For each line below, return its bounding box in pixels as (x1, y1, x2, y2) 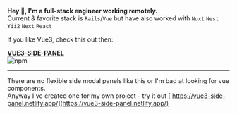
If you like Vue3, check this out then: (7, 35, 114, 44)
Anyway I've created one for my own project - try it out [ (7, 91, 171, 100)
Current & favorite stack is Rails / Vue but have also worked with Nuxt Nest (7, 14, 219, 23)
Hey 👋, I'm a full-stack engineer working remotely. (7, 7, 158, 15)
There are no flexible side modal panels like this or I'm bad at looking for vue (7, 77, 230, 84)
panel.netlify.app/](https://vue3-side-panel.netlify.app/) (7, 99, 169, 107)
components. (7, 84, 46, 92)
